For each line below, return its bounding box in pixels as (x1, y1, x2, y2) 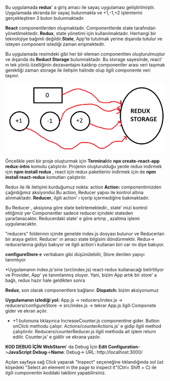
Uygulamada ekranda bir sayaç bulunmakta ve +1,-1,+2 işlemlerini (5, 10, 143, 16)
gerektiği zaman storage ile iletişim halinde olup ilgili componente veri (5, 67, 151, 73)
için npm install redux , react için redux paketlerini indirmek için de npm (5, 169, 156, 175)
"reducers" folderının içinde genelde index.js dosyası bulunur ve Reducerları (5, 231, 165, 237)
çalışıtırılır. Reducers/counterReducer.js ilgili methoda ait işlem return (12, 329, 156, 335)
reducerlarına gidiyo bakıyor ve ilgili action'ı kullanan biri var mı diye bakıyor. (5, 241, 165, 248)
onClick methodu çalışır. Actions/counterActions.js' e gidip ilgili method (12, 323, 161, 329)
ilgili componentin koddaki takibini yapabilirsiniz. (5, 370, 107, 376)
